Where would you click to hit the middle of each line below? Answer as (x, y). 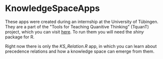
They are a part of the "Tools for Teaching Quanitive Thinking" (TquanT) (77, 26)
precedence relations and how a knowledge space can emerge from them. (80, 51)
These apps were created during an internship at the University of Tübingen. (82, 22)
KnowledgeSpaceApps (53, 8)
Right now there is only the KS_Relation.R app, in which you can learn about (81, 46)
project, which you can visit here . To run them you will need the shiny (75, 32)
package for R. (20, 37)
